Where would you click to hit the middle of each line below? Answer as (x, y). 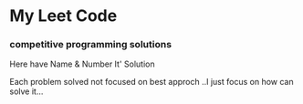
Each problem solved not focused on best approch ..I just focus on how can (151, 82)
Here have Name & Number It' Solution (82, 64)
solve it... (26, 91)
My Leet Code (63, 16)
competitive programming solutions (90, 45)
